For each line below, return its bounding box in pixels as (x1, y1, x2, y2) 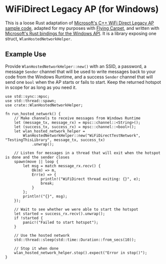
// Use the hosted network (14, 233, 70, 238)
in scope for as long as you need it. (5, 84, 77, 90)
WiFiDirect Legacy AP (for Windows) (5, 3, 159, 15)
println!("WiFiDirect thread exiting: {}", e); (40, 176, 141, 182)
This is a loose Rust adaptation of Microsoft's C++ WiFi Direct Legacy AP (5, 20, 155, 26)
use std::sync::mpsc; (5, 94, 50, 99)
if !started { (14, 215, 43, 220)
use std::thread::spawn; (5, 98, 56, 103)
